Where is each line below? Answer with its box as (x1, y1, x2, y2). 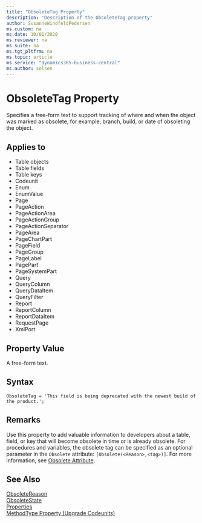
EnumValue (15, 191, 44, 198)
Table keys (15, 171, 42, 178)
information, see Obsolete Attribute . (6, 456, 96, 464)
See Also (6, 474, 41, 484)
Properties (6, 503, 33, 510)
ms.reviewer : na (6, 37, 47, 43)
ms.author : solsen (6, 65, 53, 72)
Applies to (6, 142, 46, 152)
